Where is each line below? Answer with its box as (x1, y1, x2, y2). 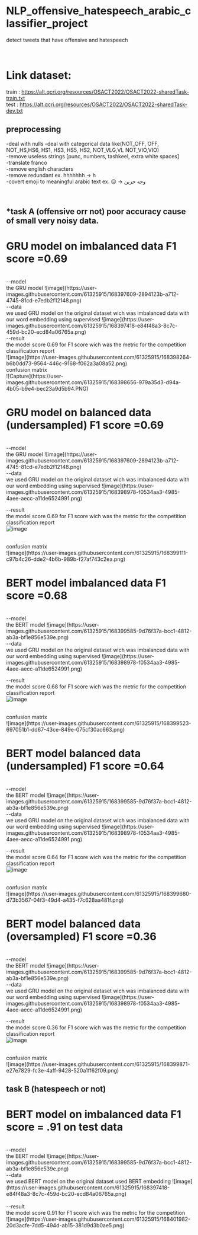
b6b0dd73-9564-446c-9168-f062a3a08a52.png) (6, 360, 128, 367)
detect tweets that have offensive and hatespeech (6, 36, 128, 43)
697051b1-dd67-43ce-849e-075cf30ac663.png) (6, 726, 125, 733)
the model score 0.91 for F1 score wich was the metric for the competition (6, 1210, 186, 1217)
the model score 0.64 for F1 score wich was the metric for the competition (6, 853, 187, 860)
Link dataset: (6, 69, 72, 82)
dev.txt (6, 107, 23, 114)
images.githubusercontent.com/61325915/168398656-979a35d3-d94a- (6, 379, 181, 386)
